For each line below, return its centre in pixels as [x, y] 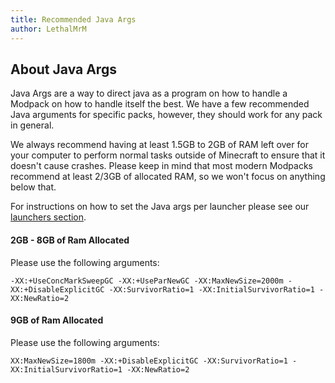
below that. [33, 187]
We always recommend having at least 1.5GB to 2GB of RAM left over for [159, 145]
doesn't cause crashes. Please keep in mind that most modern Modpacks [161, 166]
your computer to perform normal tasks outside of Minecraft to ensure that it [168, 155]
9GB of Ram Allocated [57, 320]
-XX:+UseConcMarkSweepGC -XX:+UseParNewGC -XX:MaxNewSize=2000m [147, 281]
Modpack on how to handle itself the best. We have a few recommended [160, 104]
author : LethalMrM [48, 29]
